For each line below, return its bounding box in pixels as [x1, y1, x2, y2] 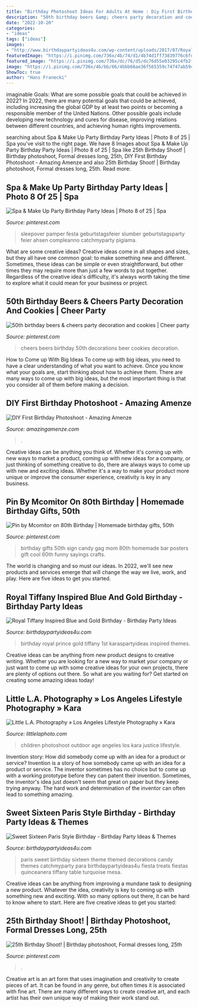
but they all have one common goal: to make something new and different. [6, 254, 187, 261]
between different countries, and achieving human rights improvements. [6, 122, 181, 130]
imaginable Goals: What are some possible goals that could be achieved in [6, 91, 187, 98]
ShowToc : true [6, 69, 41, 75]
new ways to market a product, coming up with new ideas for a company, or [6, 454, 191, 461]
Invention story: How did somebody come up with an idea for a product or [6, 753, 186, 760]
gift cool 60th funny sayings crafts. [20, 551, 106, 558]
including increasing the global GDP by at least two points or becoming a [6, 104, 183, 111]
